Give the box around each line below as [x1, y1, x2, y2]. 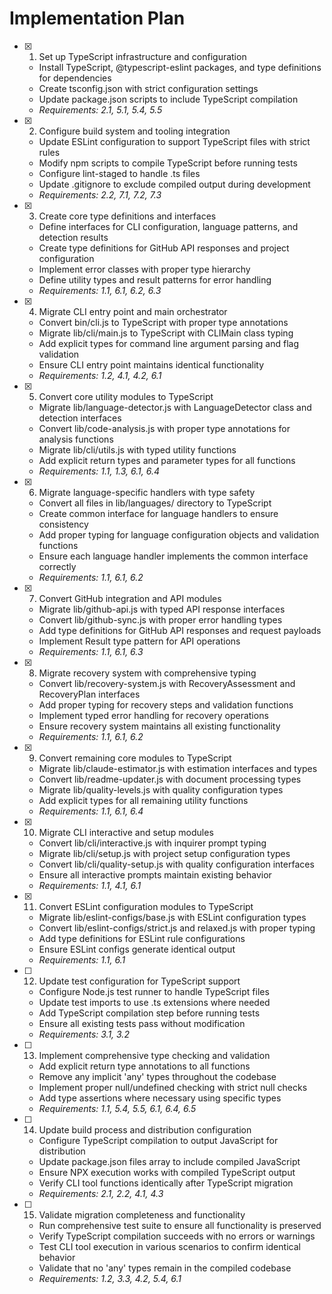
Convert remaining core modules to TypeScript [38, 752, 232, 764]
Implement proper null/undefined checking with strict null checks [38, 1081, 308, 1093]
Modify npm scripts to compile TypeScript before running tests [38, 157, 298, 169]
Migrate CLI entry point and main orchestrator [38, 305, 228, 317]
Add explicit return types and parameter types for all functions [38, 454, 296, 466]
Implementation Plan [9, 7, 186, 30]
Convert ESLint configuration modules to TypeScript [38, 900, 254, 912]
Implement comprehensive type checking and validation [38, 1049, 271, 1061]
